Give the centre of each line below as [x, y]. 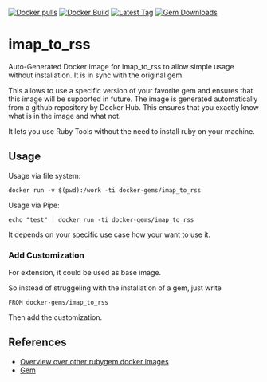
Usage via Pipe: [34, 205]
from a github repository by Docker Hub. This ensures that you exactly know [133, 107]
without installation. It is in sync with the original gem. [96, 75]
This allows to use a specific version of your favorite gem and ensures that [131, 90]
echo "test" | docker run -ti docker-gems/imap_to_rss [101, 219]
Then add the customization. [55, 317]
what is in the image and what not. [65, 116]
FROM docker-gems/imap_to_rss [59, 303]
